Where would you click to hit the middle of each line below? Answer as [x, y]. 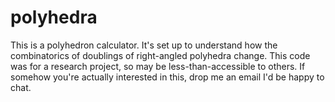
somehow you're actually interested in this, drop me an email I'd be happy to [167, 77]
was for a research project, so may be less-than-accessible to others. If [158, 66]
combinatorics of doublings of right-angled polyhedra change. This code [160, 55]
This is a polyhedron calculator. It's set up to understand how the [144, 45]
